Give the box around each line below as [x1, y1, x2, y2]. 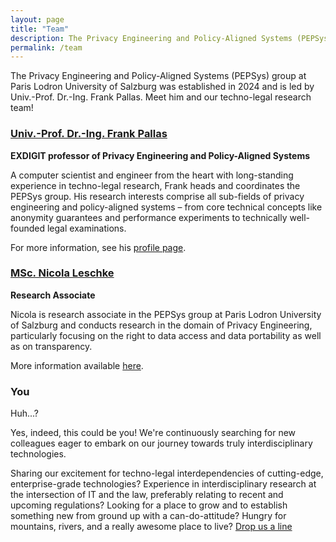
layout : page [10, 14, 65, 25]
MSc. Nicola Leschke [10, 266, 115, 280]
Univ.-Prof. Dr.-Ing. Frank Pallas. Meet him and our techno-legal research [10, 91, 312, 103]
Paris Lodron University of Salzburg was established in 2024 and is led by [10, 81, 315, 93]
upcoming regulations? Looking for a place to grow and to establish [10, 499, 288, 511]
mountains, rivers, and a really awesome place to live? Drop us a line [10, 521, 293, 533]
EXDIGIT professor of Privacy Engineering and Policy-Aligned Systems [10, 149, 311, 161]
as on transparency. [10, 340, 93, 352]
